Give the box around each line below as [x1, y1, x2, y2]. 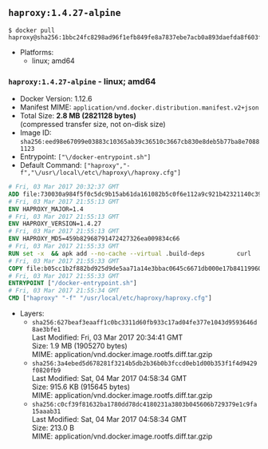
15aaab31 [31, 407, 61, 415]
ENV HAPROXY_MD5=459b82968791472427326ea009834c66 [8, 235, 180, 243]
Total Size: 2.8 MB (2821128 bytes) [19, 111, 137, 121]
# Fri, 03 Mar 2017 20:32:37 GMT [8, 183, 120, 191]
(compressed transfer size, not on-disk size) [19, 120, 166, 129]
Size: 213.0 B [31, 423, 74, 433]
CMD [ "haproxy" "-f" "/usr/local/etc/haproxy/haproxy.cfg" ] [8, 294, 213, 303]
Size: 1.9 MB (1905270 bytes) [31, 341, 128, 351]
